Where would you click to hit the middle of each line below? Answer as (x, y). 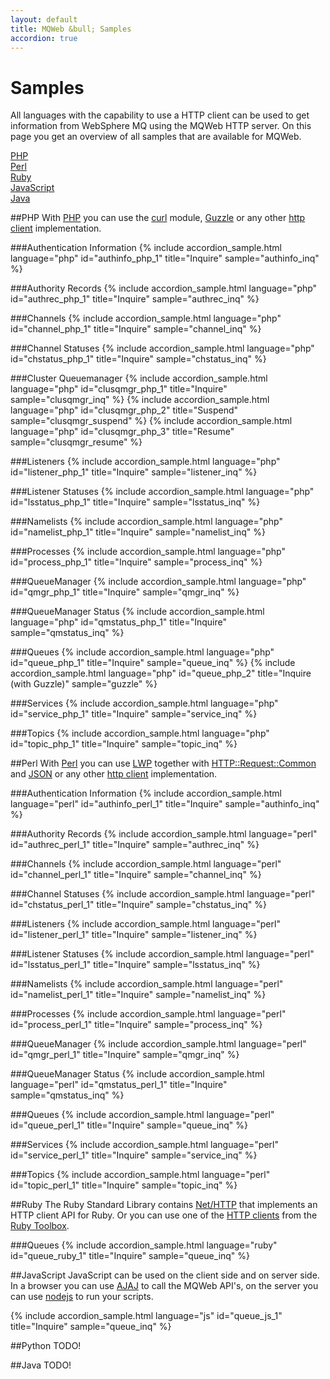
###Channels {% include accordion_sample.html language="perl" (146, 864)
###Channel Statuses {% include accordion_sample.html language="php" (162, 348)
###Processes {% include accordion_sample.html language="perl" (148, 1014)
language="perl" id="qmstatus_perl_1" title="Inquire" (119, 1085)
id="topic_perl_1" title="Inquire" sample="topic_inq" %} (124, 1185)
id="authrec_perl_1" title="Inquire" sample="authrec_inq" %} (135, 845)
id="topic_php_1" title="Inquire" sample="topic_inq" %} (124, 744)
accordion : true (44, 38)
